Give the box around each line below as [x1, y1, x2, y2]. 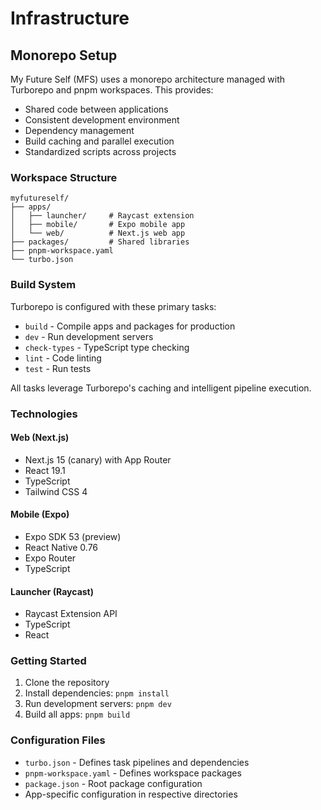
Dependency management [24, 125, 135, 136]
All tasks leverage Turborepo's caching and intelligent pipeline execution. [10, 382, 312, 394]
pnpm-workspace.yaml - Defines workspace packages [24, 767, 242, 779]
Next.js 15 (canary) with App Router [24, 453, 172, 466]
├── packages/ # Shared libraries [10, 237, 190, 247]
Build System [10, 278, 77, 292]
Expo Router [24, 552, 77, 564]
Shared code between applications [24, 103, 169, 115]
